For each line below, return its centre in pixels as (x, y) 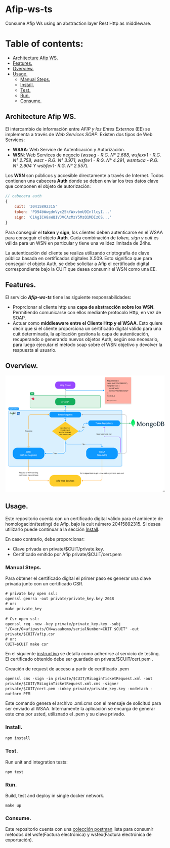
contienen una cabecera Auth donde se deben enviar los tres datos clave (82, 181)
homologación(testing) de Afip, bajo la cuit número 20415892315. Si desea (83, 524)
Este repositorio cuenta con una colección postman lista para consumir (79, 829)
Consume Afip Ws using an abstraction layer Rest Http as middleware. (78, 23)
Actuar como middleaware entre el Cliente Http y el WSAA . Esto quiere (88, 323)
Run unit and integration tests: (37, 762)
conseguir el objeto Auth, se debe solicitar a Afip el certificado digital (77, 264)
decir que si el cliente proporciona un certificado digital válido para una (87, 328)
